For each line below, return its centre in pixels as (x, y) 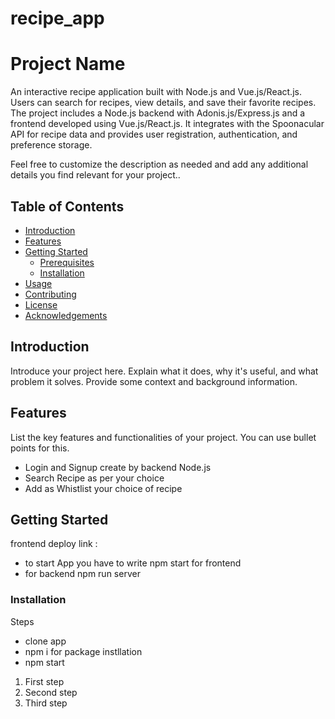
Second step (51, 692)
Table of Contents (67, 206)
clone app (45, 641)
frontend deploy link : (54, 544)
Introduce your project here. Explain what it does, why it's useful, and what (164, 371)
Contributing (50, 294)
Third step (46, 703)
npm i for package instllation (83, 651)
